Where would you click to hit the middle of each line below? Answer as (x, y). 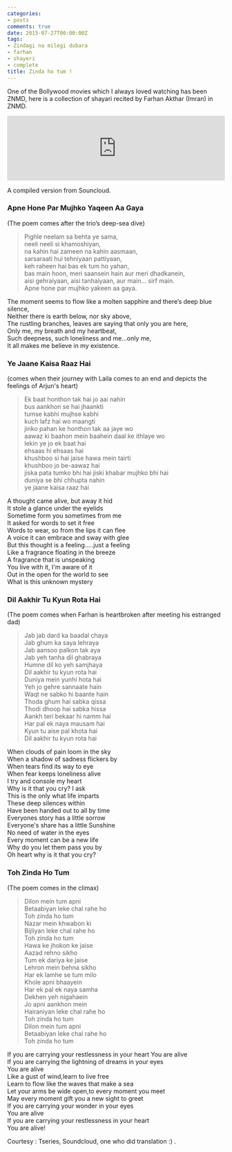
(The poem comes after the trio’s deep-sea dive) (76, 223)
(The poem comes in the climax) (53, 888)
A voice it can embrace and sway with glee (68, 538)
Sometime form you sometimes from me (65, 515)
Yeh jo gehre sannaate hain (63, 687)
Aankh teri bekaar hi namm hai (67, 716)
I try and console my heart (45, 781)
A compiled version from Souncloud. (59, 190)
